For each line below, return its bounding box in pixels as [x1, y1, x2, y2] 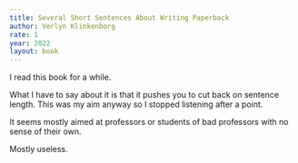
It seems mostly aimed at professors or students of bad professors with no [9, 117, 289, 128]
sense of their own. [9, 126, 82, 137]
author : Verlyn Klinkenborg [9, 22, 116, 31]
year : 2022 [9, 38, 51, 48]
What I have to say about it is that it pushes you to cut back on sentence [9, 90, 280, 101]
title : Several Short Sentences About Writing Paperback [9, 13, 230, 23]
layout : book [9, 47, 59, 56]
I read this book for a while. [9, 72, 112, 82]
